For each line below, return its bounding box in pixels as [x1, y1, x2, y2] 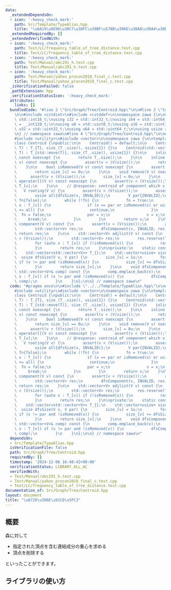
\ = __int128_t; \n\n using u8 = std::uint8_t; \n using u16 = [14, 121, 142, 127]
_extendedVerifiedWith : [10, 36, 60, 41]
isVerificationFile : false [10, 445, 67, 450]
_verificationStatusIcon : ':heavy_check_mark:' [10, 93, 113, 98]
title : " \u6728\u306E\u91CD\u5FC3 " [5, 497, 81, 502]
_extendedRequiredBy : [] [10, 31, 63, 36]
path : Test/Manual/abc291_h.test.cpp [14, 60, 95, 65]
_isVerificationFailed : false [10, 83, 74, 89]
